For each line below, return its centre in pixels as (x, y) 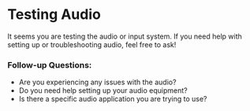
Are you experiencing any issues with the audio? (97, 82)
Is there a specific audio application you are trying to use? (113, 99)
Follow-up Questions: (50, 65)
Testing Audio (54, 15)
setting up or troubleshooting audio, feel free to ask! (92, 44)
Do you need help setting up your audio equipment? (103, 91)
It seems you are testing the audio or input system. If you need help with (125, 36)
